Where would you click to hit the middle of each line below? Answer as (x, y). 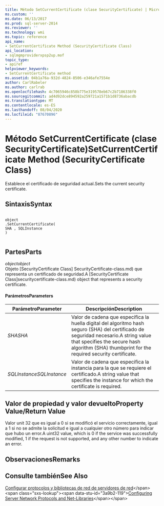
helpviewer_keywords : (27, 69)
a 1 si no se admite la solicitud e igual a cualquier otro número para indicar (80, 428)
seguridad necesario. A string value (111, 335)
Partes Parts (24, 252)
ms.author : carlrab (25, 87)
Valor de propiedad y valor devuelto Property (74, 403)
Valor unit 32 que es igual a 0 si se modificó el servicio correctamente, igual (81, 423)
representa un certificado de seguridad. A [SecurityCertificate (67, 274)
